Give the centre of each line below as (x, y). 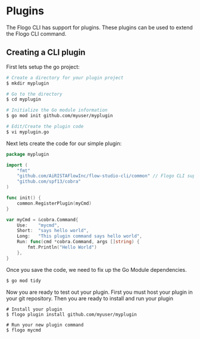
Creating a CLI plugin (46, 53)
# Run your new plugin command (45, 325)
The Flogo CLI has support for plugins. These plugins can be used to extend (100, 27)
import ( (17, 165)
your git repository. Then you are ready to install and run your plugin (90, 298)
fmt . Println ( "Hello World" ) (62, 247)
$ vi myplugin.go (28, 132)
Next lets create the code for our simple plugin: (64, 143)
